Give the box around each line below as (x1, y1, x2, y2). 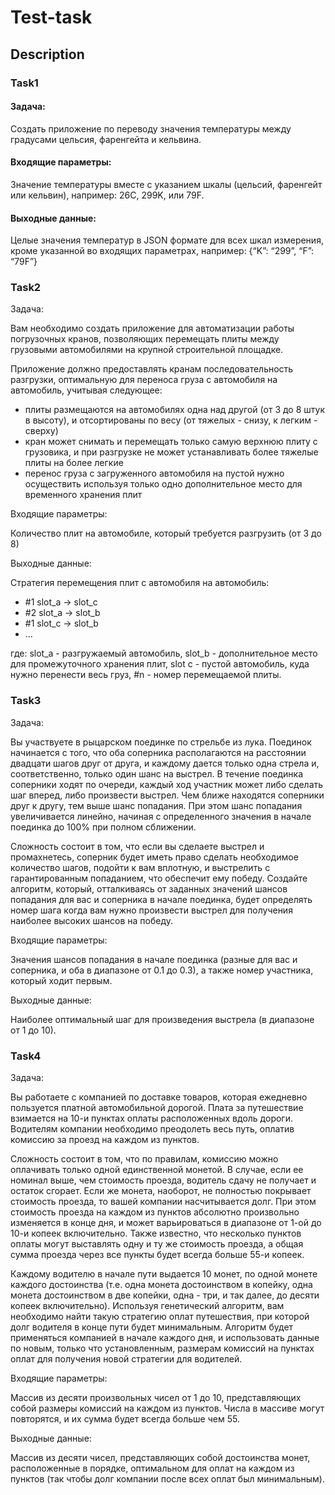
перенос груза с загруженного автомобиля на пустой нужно (24, 467, 285, 480)
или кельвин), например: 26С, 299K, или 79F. (10, 189, 205, 201)
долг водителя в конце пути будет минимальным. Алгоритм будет (10, 1321, 294, 1333)
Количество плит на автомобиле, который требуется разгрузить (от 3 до (10, 527, 322, 540)
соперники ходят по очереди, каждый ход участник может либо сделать (10, 778, 324, 790)
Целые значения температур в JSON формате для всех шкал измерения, (10, 234, 324, 246)
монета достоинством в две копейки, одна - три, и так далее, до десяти (10, 1289, 320, 1301)
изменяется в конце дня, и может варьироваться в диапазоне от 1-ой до (10, 1217, 322, 1228)
